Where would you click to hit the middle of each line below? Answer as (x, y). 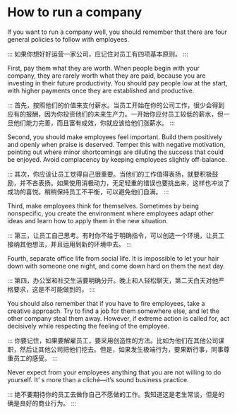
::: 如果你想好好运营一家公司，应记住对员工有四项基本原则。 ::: (98, 54)
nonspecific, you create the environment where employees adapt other (110, 213)
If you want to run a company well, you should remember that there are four (117, 32)
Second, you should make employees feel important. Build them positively (115, 137)
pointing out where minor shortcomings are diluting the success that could (116, 152)
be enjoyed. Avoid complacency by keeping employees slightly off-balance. (117, 159)
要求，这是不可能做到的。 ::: (54, 289)
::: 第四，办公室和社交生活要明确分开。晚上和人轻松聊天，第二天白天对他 (113, 280)
